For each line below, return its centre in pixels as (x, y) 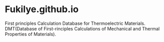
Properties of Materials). (31, 34)
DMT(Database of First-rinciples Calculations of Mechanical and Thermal (82, 28)
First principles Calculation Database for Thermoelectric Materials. (75, 23)
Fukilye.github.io (42, 9)
